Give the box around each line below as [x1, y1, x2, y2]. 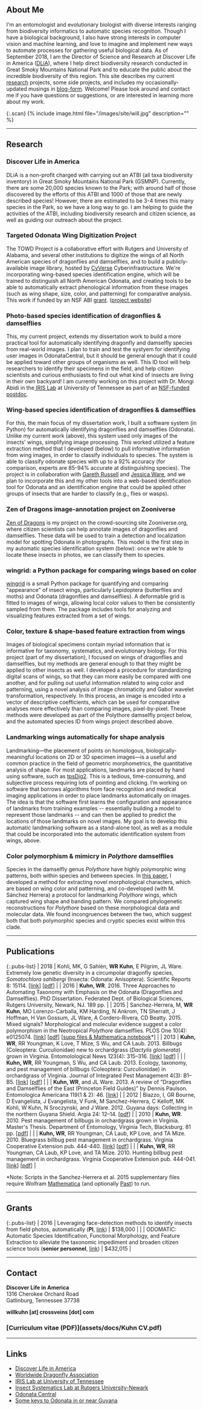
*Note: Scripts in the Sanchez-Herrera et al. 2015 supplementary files [6, 1173, 180, 1181]
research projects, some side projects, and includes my [6, 79, 144, 86]
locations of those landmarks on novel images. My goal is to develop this [6, 817, 187, 825]
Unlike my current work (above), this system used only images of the [6, 432, 178, 440]
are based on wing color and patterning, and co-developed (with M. [6, 885, 175, 892]
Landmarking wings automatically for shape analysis [6, 733, 165, 741]
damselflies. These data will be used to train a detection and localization [6, 531, 186, 539]
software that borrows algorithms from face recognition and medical [6, 785, 176, 793]
